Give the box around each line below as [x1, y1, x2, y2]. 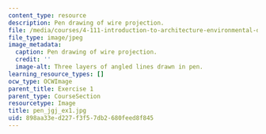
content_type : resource [8, 11, 87, 20]
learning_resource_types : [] [8, 70, 104, 78]
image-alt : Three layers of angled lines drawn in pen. [15, 63, 203, 71]
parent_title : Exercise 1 [8, 84, 93, 93]
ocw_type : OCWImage [8, 77, 73, 85]
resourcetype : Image [8, 99, 77, 107]
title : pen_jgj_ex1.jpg [8, 107, 87, 115]
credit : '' [15, 56, 51, 64]
